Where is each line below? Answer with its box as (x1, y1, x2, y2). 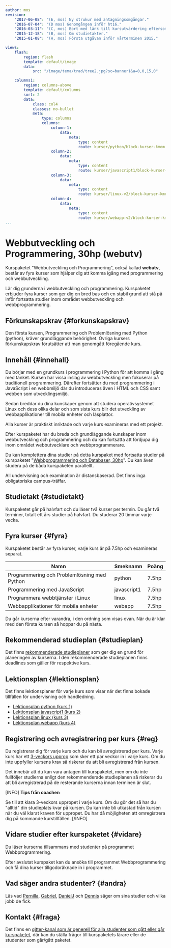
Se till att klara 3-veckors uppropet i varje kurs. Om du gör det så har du (5, 799, 156, 805)
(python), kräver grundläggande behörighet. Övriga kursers (5, 336, 130, 342)
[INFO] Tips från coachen (5, 790, 60, 795)
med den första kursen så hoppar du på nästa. (5, 621, 103, 627)
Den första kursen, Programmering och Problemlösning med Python (5, 330, 148, 336)
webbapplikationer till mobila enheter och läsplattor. (5, 411, 114, 417)
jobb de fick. (5, 898, 32, 904)
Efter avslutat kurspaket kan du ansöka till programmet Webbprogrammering (5, 859, 166, 865)
